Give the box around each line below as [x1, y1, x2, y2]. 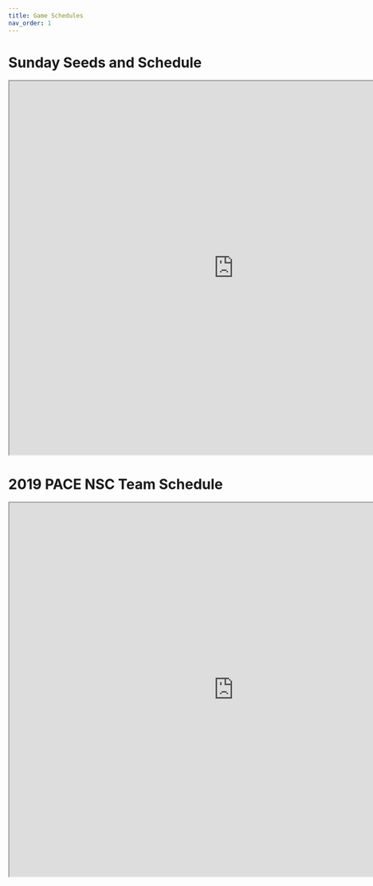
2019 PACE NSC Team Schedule [8, 475, 223, 493]
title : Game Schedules [8, 11, 84, 20]
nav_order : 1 [8, 19, 52, 27]
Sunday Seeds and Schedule [8, 53, 202, 72]
